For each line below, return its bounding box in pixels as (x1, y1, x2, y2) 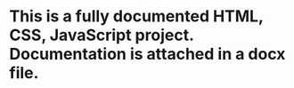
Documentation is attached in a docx (9, 44, 286, 64)
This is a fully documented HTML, (9, 6, 264, 27)
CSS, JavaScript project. (9, 25, 194, 45)
